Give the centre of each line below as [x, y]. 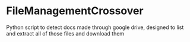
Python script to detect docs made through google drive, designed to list [95, 27]
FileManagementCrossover [75, 11]
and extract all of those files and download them [65, 33]
